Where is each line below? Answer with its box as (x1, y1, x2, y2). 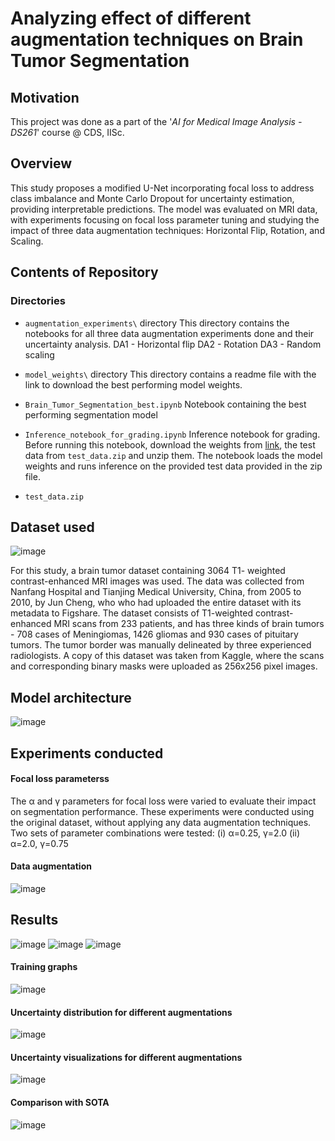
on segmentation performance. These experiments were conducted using (10, 805, 315, 817)
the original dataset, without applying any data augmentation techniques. (10, 816, 312, 828)
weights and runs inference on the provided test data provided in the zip (24, 460, 323, 472)
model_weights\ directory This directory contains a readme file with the (24, 368, 317, 380)
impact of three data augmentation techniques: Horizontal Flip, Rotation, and (10, 224, 325, 236)
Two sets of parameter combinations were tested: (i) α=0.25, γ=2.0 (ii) (10, 827, 300, 839)
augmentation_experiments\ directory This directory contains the (24, 317, 290, 329)
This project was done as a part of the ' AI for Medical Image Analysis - (10, 116, 303, 127)
